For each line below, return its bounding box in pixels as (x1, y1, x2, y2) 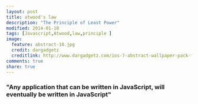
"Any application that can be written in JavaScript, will (6, 83, 165, 92)
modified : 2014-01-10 (6, 25, 60, 31)
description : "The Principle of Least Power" (6, 19, 120, 25)
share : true (6, 63, 35, 70)
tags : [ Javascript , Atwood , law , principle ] (6, 31, 112, 37)
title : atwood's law (6, 14, 57, 20)
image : (6, 36, 22, 42)
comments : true (6, 58, 44, 64)
